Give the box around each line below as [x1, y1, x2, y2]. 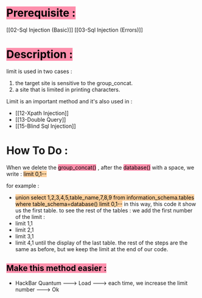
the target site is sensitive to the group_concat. [15, 79, 133, 86]
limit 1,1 [15, 220, 33, 227]
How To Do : [6, 144, 68, 158]
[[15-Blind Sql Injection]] [15, 122, 76, 130]
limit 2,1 [15, 226, 34, 234]
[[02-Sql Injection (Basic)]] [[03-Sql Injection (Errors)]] [6, 26, 143, 33]
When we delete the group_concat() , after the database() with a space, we [6, 164, 195, 171]
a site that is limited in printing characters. [15, 86, 120, 93]
